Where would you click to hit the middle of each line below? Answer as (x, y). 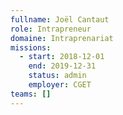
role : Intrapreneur (51, 29)
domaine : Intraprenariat (62, 38)
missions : (31, 47)
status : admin (57, 76)
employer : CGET (60, 85)
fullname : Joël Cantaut (60, 19)
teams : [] (31, 94)
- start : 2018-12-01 (62, 57)
